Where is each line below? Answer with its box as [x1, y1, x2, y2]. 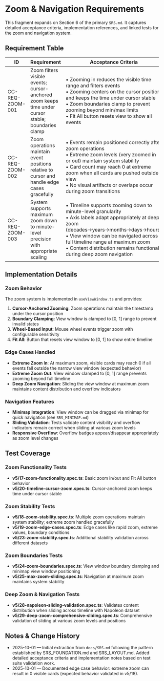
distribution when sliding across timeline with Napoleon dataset [12, 607, 140, 613]
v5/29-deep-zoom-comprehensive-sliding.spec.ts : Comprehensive [12, 612, 152, 618]
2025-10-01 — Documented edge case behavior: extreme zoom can [12, 665, 149, 671]
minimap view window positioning [12, 568, 81, 575]
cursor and [30, 172, 56, 179]
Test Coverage [5, 449, 51, 458]
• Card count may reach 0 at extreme [65, 163, 151, 170]
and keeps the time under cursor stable [65, 94, 156, 101]
